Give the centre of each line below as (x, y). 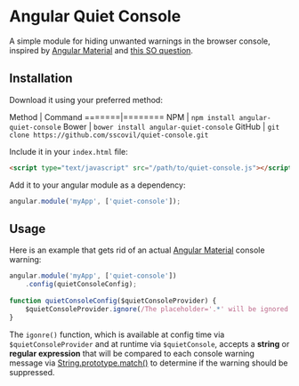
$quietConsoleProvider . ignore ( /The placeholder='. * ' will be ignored (157, 309)
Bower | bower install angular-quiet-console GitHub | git (172, 126)
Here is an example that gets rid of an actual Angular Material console (137, 250)
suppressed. (32, 372)
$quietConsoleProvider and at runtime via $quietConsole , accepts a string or (149, 343)
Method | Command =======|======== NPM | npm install (122, 117)
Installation (41, 79)
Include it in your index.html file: (69, 151)
